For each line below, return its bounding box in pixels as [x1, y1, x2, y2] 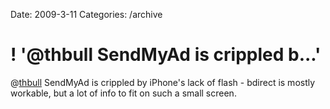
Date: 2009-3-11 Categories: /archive [10, 9, 163, 20]
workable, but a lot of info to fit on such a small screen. [10, 87, 237, 99]
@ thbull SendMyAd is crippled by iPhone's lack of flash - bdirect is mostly [10, 76, 316, 88]
